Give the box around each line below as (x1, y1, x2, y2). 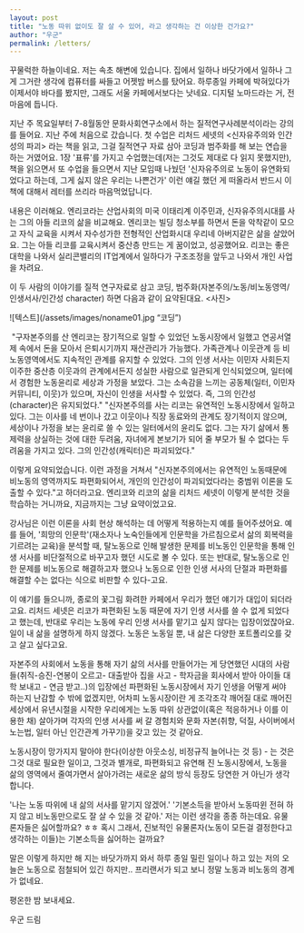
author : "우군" (9, 30, 64, 39)
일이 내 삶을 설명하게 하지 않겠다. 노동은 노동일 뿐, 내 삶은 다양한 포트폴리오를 (9, 628, 283, 639)
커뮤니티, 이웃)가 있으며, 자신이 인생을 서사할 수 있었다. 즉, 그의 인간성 (9, 388, 257, 400)
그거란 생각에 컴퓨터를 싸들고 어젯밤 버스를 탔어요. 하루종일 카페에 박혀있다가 (18, 76, 290, 87)
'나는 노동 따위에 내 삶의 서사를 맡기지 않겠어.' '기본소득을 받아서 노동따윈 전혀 (9, 799, 284, 810)
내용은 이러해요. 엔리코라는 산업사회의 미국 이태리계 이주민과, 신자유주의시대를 (9, 205, 286, 216)
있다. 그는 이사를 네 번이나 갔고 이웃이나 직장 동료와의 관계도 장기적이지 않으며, (9, 411, 288, 422)
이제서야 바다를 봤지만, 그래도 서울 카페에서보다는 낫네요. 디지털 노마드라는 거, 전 (9, 87, 295, 98)
